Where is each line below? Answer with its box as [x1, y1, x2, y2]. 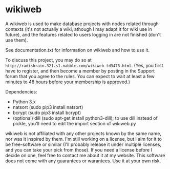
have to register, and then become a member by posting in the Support [5, 68, 155, 74]
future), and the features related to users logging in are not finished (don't [5, 31, 161, 37]
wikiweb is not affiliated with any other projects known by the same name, [5, 130, 161, 137]
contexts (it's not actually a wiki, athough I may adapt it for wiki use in [5, 26, 152, 32]
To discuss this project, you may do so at [5, 57, 92, 63]
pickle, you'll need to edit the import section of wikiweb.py [12, 120, 136, 126]
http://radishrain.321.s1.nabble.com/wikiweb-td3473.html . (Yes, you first [5, 62, 163, 68]
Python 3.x [12, 99, 36, 105]
